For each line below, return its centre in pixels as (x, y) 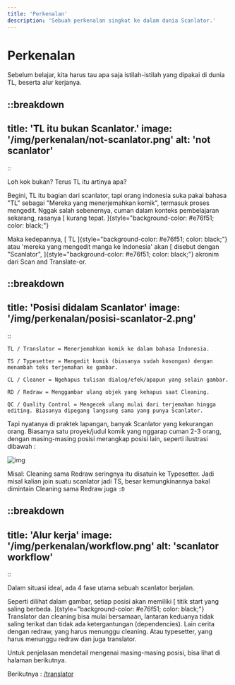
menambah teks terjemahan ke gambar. (63, 367)
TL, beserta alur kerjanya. (44, 83)
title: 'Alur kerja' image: (60, 535)
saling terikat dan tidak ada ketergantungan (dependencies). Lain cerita (111, 624)
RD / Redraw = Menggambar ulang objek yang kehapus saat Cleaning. (109, 392)
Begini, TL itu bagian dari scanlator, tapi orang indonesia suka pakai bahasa (117, 195)
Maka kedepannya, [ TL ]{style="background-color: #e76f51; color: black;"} (117, 239)
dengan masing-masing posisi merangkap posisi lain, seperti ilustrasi (108, 438)
